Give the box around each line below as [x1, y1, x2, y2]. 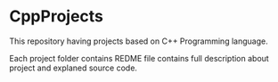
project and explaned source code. [9, 62, 138, 73]
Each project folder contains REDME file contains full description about [9, 53, 269, 63]
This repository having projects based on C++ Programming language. [9, 36, 269, 46]
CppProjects [9, 6, 104, 27]
